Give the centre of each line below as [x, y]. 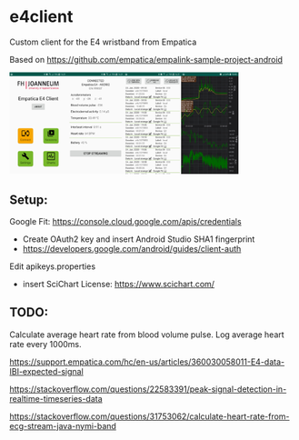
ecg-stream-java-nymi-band [63, 425]
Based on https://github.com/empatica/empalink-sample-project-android [146, 59]
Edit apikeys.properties [53, 266]
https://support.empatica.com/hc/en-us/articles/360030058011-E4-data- [147, 362]
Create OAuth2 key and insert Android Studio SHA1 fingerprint [139, 239]
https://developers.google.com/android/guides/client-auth [132, 248]
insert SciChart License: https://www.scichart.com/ [119, 284]
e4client [41, 17]
